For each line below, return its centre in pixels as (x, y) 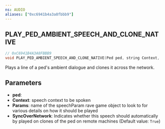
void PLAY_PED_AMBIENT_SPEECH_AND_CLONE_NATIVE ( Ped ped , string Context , (82, 58)
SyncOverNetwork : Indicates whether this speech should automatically (85, 116)
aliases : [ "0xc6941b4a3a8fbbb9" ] (39, 14)
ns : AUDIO (15, 10)
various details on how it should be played (55, 110)
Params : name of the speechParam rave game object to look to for (80, 105)
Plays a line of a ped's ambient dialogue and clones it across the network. (80, 68)
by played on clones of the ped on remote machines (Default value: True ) (86, 121)
